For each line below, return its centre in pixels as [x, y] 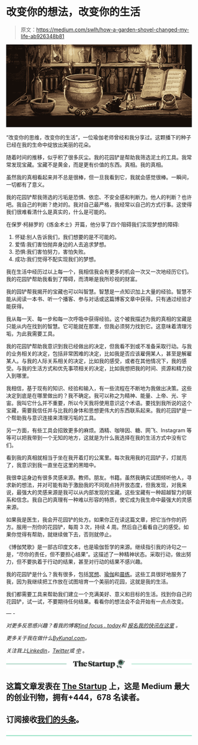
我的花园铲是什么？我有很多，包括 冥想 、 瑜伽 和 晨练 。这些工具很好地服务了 [96, 574]
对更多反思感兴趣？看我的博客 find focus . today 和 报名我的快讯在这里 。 [93, 625]
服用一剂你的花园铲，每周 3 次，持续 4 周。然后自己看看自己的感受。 [100, 527]
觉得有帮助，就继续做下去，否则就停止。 [65, 534]
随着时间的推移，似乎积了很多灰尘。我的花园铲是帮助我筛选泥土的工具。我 [96, 157]
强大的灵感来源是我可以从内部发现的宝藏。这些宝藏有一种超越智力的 [104, 492]
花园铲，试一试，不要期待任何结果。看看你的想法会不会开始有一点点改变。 [96, 601]
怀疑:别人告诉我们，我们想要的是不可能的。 [67, 237]
